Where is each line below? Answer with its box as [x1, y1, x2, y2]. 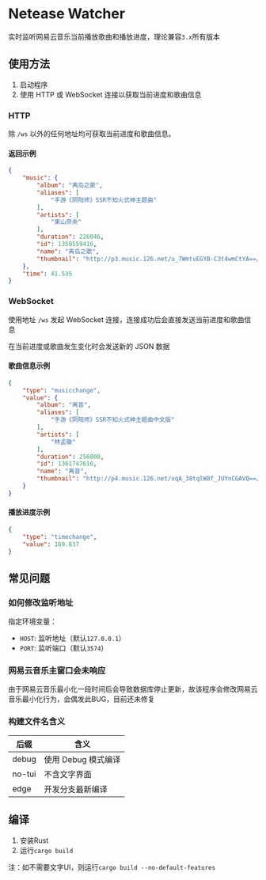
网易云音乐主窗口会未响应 [8, 666, 106, 677]
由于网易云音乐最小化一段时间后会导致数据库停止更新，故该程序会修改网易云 [8, 685, 258, 694]
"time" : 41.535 [22, 270, 73, 278]
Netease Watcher [8, 5, 125, 23]
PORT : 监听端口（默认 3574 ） [19, 643, 108, 653]
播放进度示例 [8, 507, 50, 517]
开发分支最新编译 [44, 783, 108, 795]
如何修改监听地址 [8, 597, 74, 608]
